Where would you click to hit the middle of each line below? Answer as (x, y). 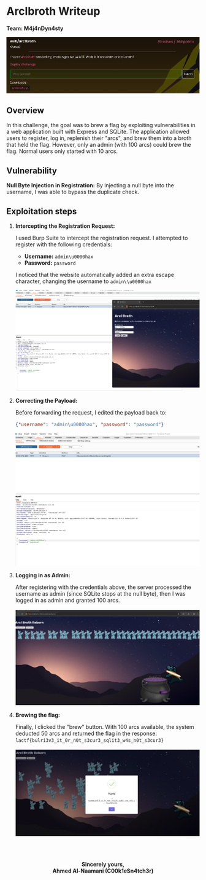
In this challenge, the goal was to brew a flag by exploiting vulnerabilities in (101, 125)
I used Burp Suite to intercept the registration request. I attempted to (101, 238)
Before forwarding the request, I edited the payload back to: (91, 413)
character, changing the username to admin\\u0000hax (83, 281)
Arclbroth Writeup (53, 11)
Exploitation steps (42, 211)
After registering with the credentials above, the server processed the (103, 587)
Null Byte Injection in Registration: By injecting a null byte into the (90, 185)
